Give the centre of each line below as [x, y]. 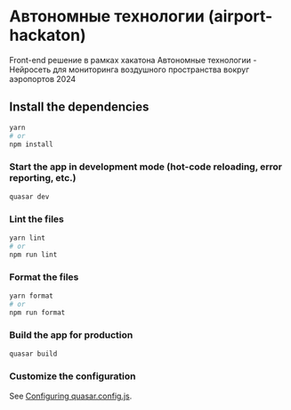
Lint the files [36, 219]
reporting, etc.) [43, 178]
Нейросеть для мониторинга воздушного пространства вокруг [129, 70]
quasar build [33, 354]
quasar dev [29, 197]
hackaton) [48, 35]
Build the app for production [71, 335]
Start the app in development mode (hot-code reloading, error [146, 167]
